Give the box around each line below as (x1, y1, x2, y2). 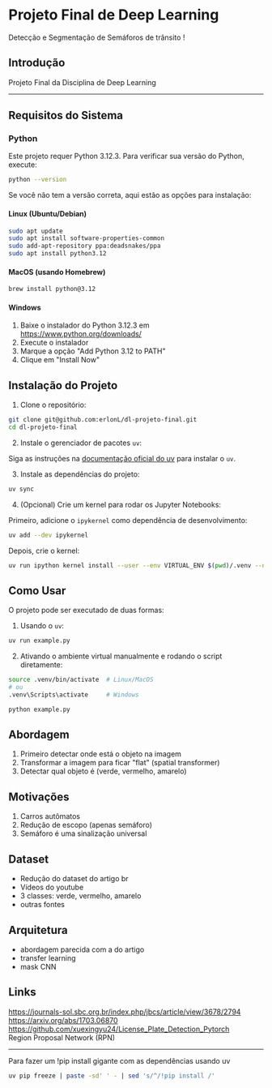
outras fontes (19, 900, 65, 910)
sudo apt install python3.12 (8, 250, 107, 258)
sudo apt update (8, 227, 63, 235)
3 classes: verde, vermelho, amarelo (19, 891, 142, 901)
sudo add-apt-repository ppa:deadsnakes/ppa (8, 242, 161, 251)
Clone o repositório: (19, 400, 87, 410)
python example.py (8, 705, 70, 713)
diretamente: (19, 660, 63, 670)
